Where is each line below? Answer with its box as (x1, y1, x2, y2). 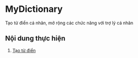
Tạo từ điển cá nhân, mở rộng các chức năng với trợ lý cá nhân (5, 20, 134, 26)
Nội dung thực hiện (5, 34, 66, 43)
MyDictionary (5, 3, 63, 15)
